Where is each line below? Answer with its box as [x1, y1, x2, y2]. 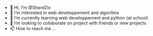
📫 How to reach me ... [9, 26, 56, 31]
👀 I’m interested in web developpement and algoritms [9, 10, 119, 16]
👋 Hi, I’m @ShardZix [9, 5, 51, 10]
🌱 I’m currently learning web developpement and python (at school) [9, 15, 149, 20]
